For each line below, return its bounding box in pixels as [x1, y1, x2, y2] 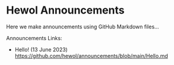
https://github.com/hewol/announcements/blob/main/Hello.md [14, 52, 168, 59]
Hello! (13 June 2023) [14, 45, 68, 53]
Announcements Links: [6, 34, 62, 41]
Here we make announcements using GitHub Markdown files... [6, 23, 159, 30]
